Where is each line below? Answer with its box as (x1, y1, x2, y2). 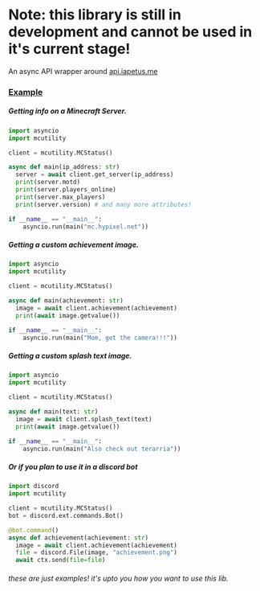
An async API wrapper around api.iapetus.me (8, 66, 158, 76)
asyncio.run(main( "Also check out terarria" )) (22, 445, 181, 453)
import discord (8, 482, 59, 490)
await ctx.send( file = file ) (15, 556, 106, 564)
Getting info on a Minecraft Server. (8, 106, 127, 116)
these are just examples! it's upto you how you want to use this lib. (8, 573, 229, 583)
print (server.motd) (15, 179, 81, 187)
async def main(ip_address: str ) (8, 163, 120, 171)
